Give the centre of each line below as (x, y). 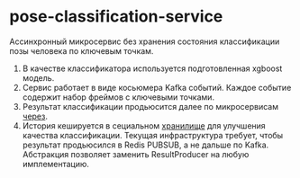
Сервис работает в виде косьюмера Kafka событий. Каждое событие (157, 87)
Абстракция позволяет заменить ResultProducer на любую (136, 154)
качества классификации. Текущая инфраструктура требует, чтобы (153, 135)
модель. (38, 77)
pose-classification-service (116, 17)
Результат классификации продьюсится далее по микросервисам (150, 106)
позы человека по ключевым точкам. (82, 50)
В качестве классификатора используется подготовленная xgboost (152, 68)
